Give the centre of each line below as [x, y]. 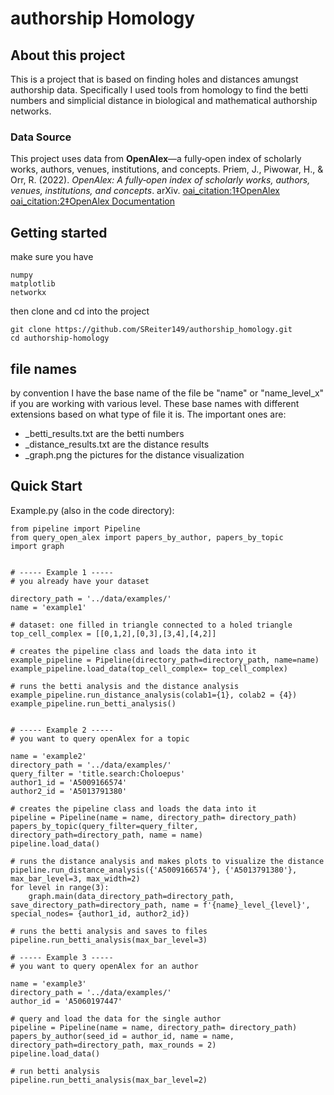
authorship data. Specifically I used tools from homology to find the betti [159, 90]
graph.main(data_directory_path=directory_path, [131, 896]
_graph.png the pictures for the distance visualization [134, 454]
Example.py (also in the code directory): [92, 510]
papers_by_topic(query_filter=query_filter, [104, 826]
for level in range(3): [60, 887]
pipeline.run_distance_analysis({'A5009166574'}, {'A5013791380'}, [154, 870]
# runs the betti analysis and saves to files [109, 931]
